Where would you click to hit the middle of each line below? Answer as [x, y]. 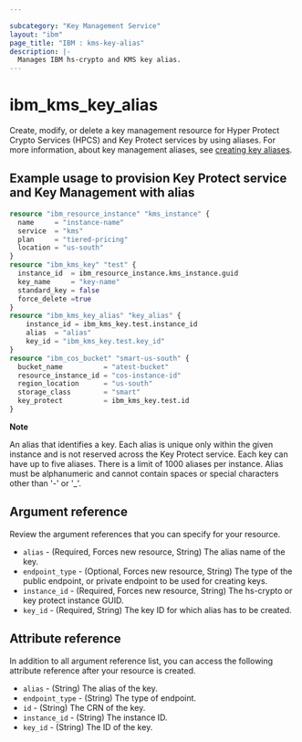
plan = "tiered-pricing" [73, 239]
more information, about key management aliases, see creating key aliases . [151, 150]
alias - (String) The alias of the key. [90, 688]
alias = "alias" [59, 333]
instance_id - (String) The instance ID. [95, 717]
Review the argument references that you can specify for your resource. [145, 534]
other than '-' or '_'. [46, 483]
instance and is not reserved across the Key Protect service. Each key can [149, 454]
